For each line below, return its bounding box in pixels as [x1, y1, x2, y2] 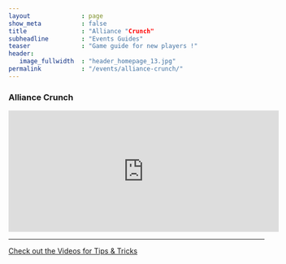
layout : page [8, 11, 104, 20]
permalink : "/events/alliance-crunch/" [8, 65, 184, 73]
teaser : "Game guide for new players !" [8, 42, 198, 50]
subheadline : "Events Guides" [8, 34, 144, 43]
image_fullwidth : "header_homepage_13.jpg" [19, 58, 176, 66]
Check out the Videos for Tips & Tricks [8, 246, 138, 256]
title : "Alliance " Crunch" [8, 27, 154, 35]
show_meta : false [8, 19, 107, 28]
